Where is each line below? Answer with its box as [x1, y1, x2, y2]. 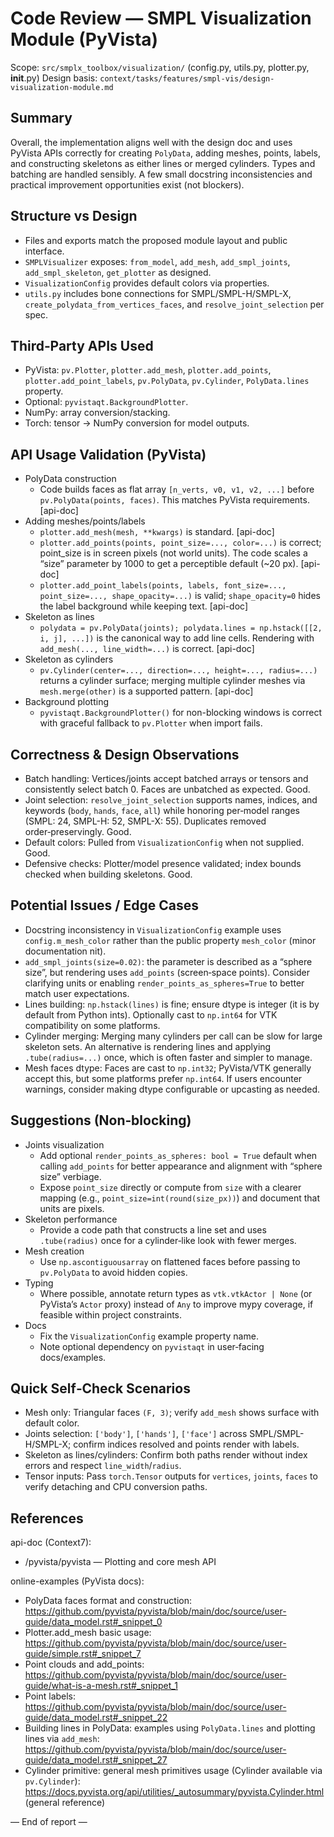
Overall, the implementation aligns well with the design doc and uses [10, 136, 293, 148]
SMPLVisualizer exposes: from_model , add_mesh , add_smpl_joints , [24, 255, 291, 267]
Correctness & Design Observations [10, 746, 240, 763]
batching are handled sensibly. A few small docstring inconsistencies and [10, 168, 313, 180]
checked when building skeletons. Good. [24, 868, 193, 880]
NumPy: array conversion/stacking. [24, 407, 171, 419]
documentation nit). [24, 945, 107, 957]
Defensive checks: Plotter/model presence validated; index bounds [24, 858, 302, 869]
